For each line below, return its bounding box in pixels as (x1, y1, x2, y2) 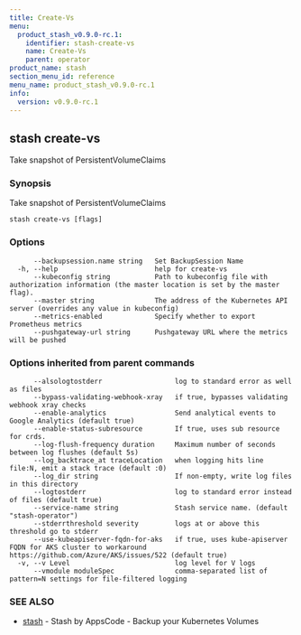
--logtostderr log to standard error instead (32, 488, 293, 497)
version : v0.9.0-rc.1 (17, 97, 99, 107)
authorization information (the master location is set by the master (9, 280, 280, 289)
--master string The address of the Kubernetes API (32, 295, 288, 305)
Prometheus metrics (9, 320, 83, 329)
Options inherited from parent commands (9, 356, 196, 369)
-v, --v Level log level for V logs (17, 559, 256, 568)
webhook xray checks (9, 401, 87, 410)
